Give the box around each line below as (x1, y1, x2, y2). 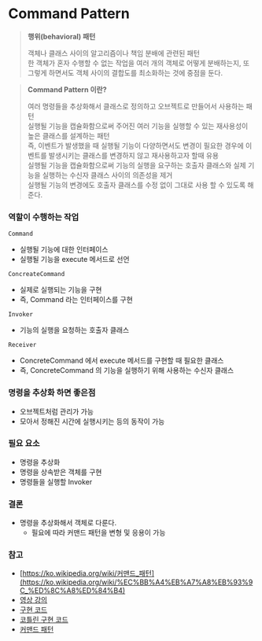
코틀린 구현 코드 (19, 615, 68, 624)
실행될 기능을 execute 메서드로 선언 (19, 255, 130, 264)
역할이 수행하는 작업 (8, 212, 79, 223)
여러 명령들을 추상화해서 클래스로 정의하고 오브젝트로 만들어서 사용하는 (27, 101, 245, 111)
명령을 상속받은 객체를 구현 (19, 467, 102, 477)
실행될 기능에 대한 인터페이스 (19, 245, 109, 254)
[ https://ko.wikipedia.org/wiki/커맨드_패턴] (19, 569, 155, 578)
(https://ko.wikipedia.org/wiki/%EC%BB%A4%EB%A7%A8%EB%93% (19, 577, 249, 587)
